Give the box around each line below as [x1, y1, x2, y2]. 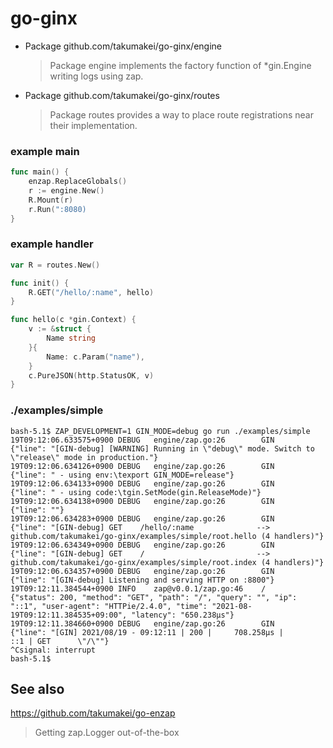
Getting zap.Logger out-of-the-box [34, 727, 180, 739]
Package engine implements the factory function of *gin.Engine [49, 59, 312, 71]
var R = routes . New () [10, 260, 101, 270]
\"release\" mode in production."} [10, 452, 159, 462]
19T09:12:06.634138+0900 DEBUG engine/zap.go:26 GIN [10, 496, 275, 506]
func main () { [10, 167, 70, 177]
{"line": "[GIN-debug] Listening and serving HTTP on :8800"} [10, 575, 275, 585]
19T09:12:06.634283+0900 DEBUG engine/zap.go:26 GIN [10, 513, 275, 524]
